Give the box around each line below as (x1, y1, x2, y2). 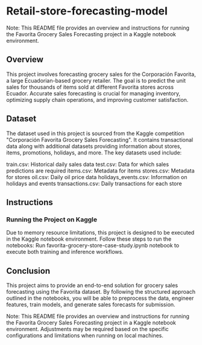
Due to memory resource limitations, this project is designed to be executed (6, 229, 195, 236)
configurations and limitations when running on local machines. (6, 332, 164, 339)
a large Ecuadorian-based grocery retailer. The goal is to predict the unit (6, 77, 186, 84)
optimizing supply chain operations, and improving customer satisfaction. (6, 96, 189, 103)
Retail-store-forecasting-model (6, 4, 168, 18)
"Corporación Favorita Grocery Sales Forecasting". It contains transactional (6, 136, 194, 143)
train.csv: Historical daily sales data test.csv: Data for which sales (6, 160, 169, 168)
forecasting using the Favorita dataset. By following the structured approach (6, 288, 196, 296)
